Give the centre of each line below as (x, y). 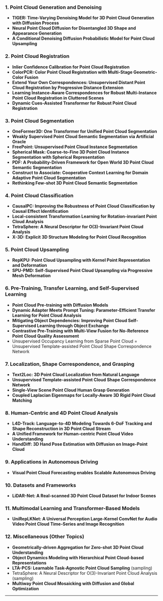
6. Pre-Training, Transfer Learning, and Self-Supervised (72, 288)
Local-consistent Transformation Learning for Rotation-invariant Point (84, 216)
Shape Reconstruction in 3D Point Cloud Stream (61, 429)
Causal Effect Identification (40, 211)
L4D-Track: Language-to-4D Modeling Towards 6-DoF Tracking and (82, 424)
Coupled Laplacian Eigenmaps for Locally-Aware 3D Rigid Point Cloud (84, 395)
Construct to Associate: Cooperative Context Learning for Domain (80, 172)
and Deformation (30, 265)
